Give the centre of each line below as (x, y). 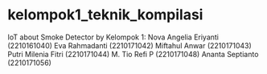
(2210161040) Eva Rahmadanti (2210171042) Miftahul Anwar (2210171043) (130, 45)
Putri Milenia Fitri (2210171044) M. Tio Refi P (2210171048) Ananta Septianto (133, 54)
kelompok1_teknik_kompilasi (105, 15)
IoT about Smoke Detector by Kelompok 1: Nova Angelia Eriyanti (113, 37)
